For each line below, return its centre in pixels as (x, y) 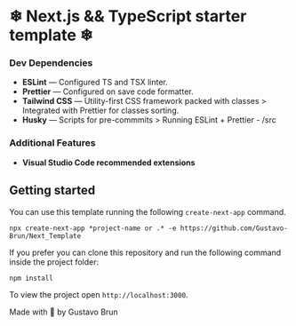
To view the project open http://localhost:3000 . (99, 294)
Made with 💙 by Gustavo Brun (64, 312)
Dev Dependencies (51, 63)
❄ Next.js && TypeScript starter (128, 16)
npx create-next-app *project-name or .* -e (93, 228)
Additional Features (52, 143)
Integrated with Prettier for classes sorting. (100, 111)
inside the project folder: (54, 262)
